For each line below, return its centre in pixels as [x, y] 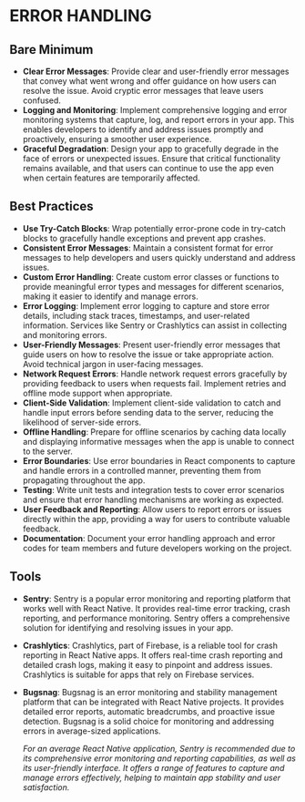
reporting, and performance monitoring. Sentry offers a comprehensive [156, 618]
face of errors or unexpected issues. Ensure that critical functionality [151, 159]
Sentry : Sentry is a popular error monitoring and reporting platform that [157, 599]
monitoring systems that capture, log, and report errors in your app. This [158, 120]
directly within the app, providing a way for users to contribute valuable [156, 519]
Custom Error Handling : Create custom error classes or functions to [151, 277]
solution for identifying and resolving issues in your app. [128, 627]
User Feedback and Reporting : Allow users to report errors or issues [152, 509]
